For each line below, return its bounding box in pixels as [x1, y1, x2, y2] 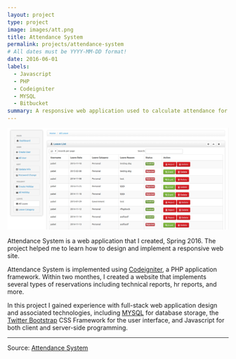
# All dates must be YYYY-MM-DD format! [7, 48, 128, 55]
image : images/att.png [7, 26, 74, 33]
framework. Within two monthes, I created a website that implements [7, 272, 207, 280]
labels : [7, 63, 30, 70]
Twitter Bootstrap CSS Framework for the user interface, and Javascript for [7, 316, 225, 324]
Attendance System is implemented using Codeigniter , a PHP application [7, 265, 218, 273]
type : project [7, 18, 49, 26]
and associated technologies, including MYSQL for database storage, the [7, 309, 219, 317]
